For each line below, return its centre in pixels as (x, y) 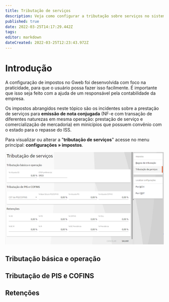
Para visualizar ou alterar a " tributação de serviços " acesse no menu (77, 140)
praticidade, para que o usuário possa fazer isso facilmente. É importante (81, 88)
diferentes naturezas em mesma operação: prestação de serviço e (74, 119)
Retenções (22, 293)
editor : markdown (23, 37)
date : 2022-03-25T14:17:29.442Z (39, 27)
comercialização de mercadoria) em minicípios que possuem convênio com (83, 124)
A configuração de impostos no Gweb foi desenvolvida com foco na (76, 82)
